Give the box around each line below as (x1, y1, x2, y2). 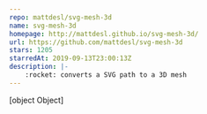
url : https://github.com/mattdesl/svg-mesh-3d (9, 37, 183, 47)
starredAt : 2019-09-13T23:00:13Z (9, 54, 132, 63)
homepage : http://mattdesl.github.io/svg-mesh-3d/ (9, 29, 199, 38)
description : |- (9, 63, 69, 72)
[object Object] (9, 95, 64, 105)
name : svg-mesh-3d (9, 21, 77, 30)
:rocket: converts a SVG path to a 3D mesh (25, 71, 188, 80)
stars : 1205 (9, 46, 53, 55)
